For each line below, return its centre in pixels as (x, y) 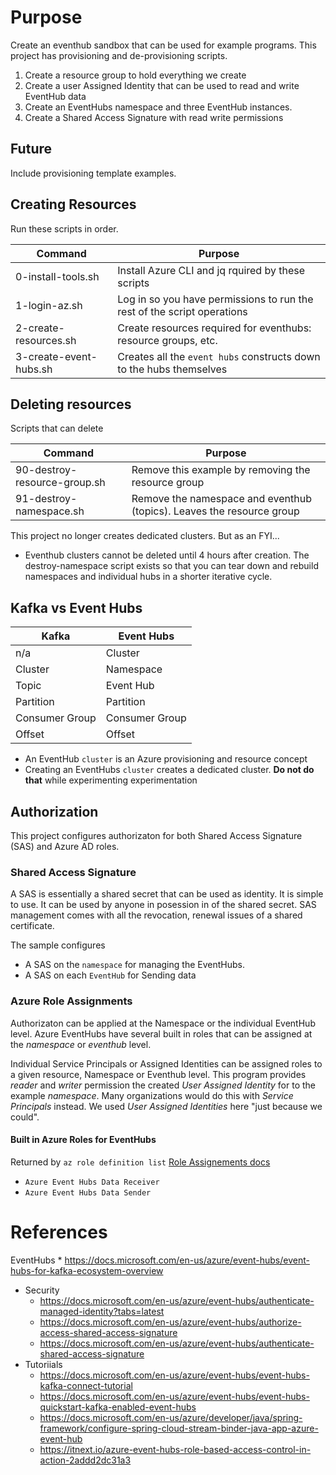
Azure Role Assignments (71, 1001)
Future (31, 149)
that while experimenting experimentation (111, 780)
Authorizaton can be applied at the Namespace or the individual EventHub (163, 1023)
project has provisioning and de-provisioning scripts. (119, 55)
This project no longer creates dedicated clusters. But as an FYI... (145, 536)
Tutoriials (43, 1364)
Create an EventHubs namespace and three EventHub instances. (158, 107)
